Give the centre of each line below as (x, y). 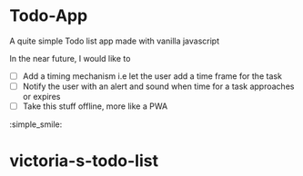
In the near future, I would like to (70, 58)
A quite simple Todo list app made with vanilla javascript (115, 41)
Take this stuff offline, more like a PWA (95, 106)
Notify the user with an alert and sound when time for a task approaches (158, 86)
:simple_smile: (36, 124)
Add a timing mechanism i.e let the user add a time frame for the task (152, 76)
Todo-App (49, 16)
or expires (41, 97)
